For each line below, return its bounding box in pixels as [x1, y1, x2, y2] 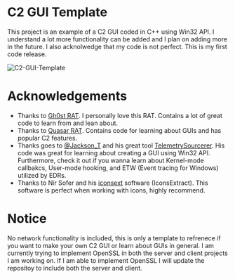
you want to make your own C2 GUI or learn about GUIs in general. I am [7, 241, 214, 249]
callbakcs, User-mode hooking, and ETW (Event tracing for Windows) [17, 163, 219, 172]
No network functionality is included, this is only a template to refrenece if [7, 233, 221, 242]
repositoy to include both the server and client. [7, 264, 142, 272]
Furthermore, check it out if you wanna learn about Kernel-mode [17, 156, 205, 164]
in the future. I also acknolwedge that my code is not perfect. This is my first [7, 42, 228, 51]
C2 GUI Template [7, 4, 107, 20]
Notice [7, 211, 47, 227]
